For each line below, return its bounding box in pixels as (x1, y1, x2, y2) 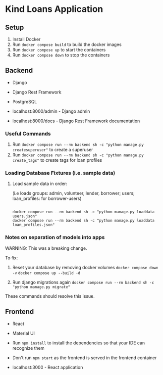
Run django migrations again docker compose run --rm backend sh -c (12, 279, 155, 285)
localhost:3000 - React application (12, 364, 83, 370)
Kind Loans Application (5, 3, 103, 15)
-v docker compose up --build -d (12, 271, 81, 276)
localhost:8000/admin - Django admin (12, 108, 90, 114)
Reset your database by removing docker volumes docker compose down (12, 264, 159, 270)
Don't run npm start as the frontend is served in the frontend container (12, 355, 157, 361)
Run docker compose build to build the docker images (12, 42, 122, 47)
